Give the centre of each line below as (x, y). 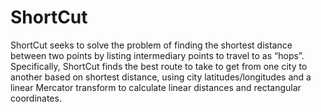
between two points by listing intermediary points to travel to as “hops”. (157, 55)
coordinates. (36, 98)
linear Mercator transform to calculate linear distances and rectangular (156, 87)
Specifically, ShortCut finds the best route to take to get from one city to (159, 66)
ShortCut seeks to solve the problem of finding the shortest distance (151, 45)
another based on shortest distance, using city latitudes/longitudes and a (161, 77)
